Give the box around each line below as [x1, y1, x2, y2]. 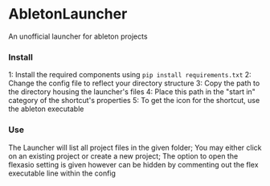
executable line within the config [8, 168, 117, 178]
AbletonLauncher [8, 5, 128, 23]
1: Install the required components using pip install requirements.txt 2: [8, 70, 252, 80]
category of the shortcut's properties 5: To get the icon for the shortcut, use [8, 96, 260, 105]
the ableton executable [8, 104, 84, 114]
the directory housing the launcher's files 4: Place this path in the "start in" [8, 87, 256, 97]
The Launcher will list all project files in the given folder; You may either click [8, 143, 262, 152]
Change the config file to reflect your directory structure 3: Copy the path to [8, 78, 260, 89]
